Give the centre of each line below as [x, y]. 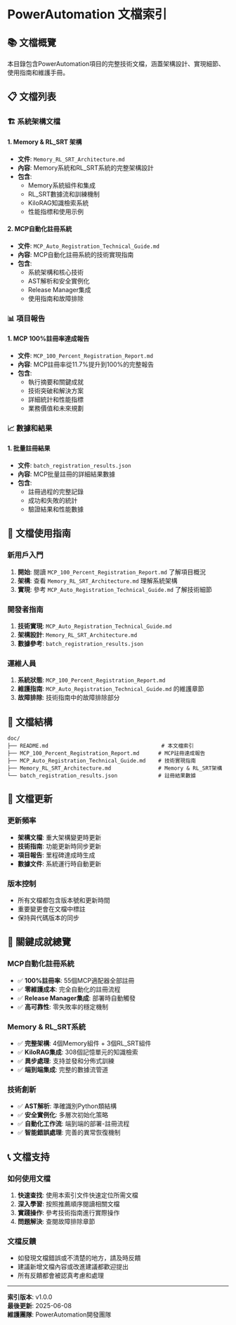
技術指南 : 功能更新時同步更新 [59, 846]
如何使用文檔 [29, 1178]
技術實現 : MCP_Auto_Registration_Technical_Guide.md [94, 626]
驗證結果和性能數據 [56, 509]
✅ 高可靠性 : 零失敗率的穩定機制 [63, 1007]
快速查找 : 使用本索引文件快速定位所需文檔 [78, 1195]
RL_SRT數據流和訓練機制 [64, 194]
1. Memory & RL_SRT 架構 [45, 142]
